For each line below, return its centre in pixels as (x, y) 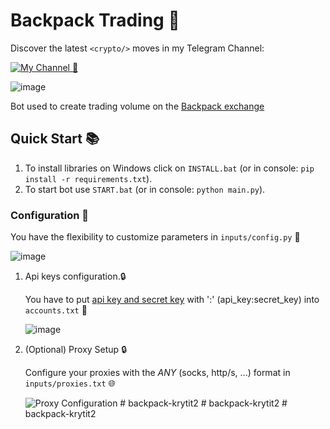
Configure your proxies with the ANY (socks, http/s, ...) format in (157, 373)
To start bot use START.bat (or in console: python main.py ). (145, 189)
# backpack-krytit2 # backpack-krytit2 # (203, 403)
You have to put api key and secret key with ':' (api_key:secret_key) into (172, 300)
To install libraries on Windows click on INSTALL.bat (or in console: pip (169, 168)
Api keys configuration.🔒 (75, 276)
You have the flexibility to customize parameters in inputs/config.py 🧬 (155, 237)
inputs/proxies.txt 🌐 (70, 383)
